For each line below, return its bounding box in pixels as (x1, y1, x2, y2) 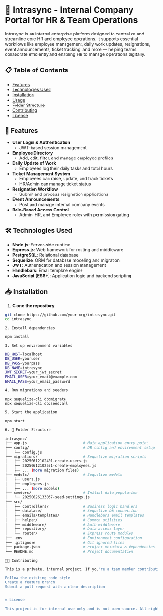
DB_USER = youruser (5, 356, 40, 361)
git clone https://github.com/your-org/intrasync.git (5, 312, 116, 317)
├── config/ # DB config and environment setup (5, 445, 155, 450)
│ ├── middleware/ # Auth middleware (5, 522, 120, 527)
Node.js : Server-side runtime (12, 242, 71, 247)
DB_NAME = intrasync (5, 366, 42, 370)
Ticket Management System (12, 170, 70, 176)
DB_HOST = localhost (5, 352, 42, 357)
